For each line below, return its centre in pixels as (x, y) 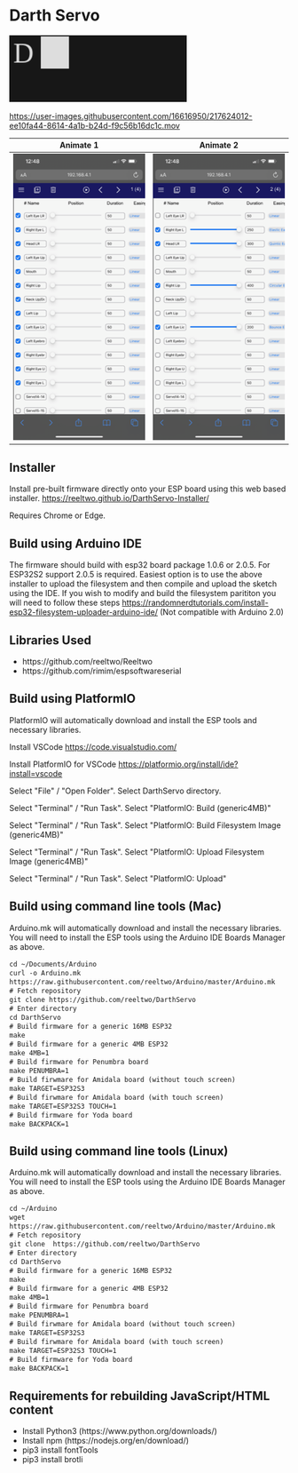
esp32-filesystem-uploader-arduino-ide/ (83, 612)
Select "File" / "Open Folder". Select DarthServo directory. (115, 791)
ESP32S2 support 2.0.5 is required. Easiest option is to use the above (136, 575)
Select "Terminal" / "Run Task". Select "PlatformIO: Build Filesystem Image (145, 825)
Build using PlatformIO (72, 699)
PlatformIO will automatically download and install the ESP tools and (133, 720)
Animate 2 (219, 145)
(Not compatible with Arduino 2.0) (221, 612)
